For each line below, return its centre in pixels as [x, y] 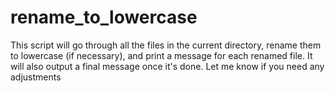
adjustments [36, 77]
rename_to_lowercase [104, 17]
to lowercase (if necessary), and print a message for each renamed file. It [161, 55]
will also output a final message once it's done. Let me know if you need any [167, 66]
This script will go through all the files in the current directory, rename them [166, 45]
